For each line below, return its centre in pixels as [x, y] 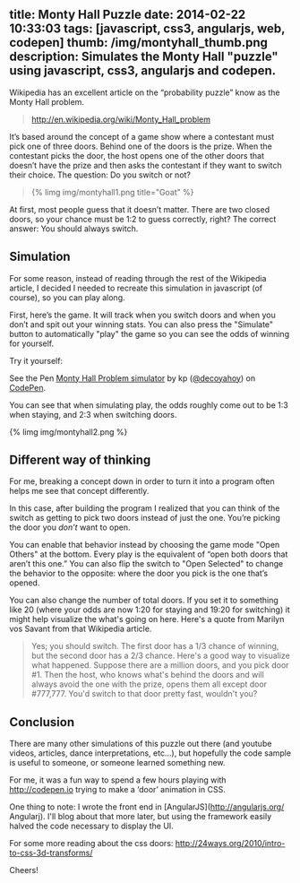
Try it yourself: [36, 360]
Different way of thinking [80, 460]
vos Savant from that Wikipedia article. [81, 629]
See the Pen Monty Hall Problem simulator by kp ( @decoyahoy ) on [133, 378]
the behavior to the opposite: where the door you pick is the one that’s [139, 574]
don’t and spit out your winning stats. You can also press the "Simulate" [141, 324]
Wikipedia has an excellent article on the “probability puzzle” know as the [145, 92]
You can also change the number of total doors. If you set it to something [144, 601]
